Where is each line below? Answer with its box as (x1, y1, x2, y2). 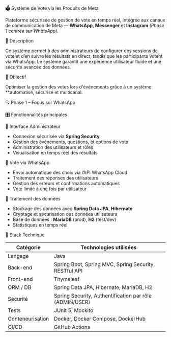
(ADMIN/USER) (54, 299, 91, 305)
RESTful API (54, 267, 83, 274)
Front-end (8, 276, 33, 282)
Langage (8, 253, 29, 259)
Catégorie (16, 244, 41, 251)
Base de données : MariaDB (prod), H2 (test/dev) (12, 216, 117, 222)
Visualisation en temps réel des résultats (12, 150, 98, 155)
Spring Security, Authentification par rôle (54, 292, 152, 299)
